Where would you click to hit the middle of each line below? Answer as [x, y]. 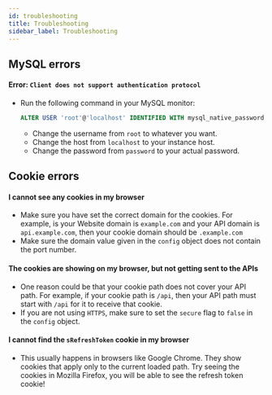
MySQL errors [45, 64]
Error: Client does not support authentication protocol [105, 85]
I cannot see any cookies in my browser [76, 197]
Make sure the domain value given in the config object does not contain [140, 241]
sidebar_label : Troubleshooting [63, 31]
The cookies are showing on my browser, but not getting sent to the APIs [133, 269]
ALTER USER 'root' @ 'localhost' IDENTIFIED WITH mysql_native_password [142, 118]
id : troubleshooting [43, 16]
